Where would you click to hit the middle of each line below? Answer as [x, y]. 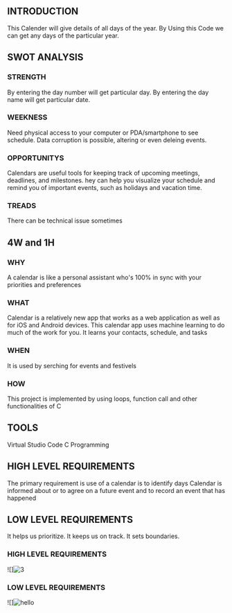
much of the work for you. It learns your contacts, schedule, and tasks [107, 333]
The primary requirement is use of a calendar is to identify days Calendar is [115, 483]
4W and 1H [31, 242]
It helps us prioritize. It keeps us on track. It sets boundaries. [93, 536]
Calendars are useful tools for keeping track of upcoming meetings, [104, 173]
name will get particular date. [49, 99]
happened [22, 498]
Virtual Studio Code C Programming [58, 444]
